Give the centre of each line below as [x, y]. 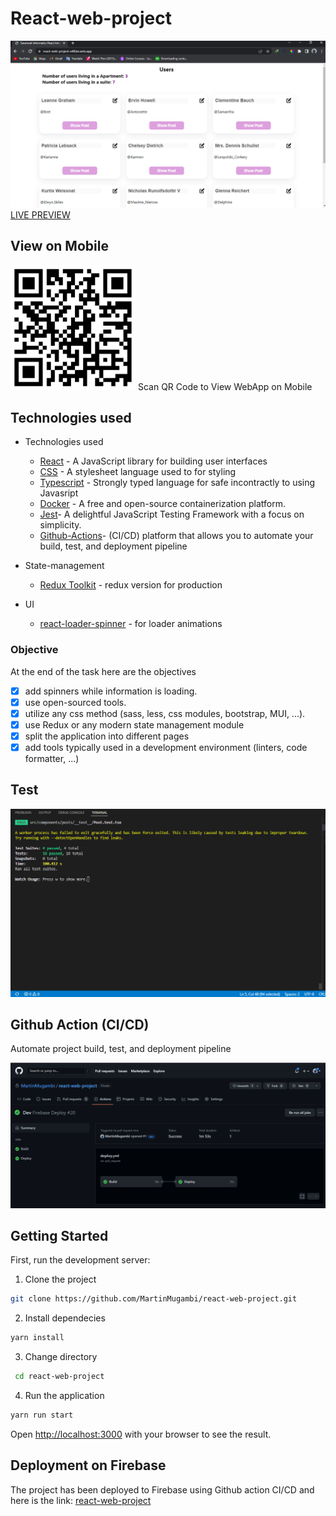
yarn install [37, 1338]
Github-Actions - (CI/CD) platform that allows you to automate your [176, 536]
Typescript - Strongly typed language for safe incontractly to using [177, 483]
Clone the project [60, 1279]
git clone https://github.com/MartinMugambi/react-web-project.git [154, 1299]
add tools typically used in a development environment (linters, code [166, 747]
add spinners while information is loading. [111, 691]
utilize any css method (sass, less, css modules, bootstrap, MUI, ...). [165, 713]
